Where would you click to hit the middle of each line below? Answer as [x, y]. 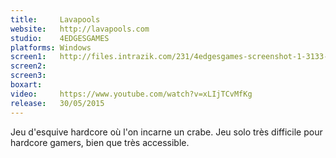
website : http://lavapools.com [80, 29]
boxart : [26, 85]
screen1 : [28, 57]
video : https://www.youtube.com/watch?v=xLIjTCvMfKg [131, 94]
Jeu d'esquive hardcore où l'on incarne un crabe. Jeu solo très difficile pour [166, 132]
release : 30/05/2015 [57, 103]
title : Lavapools [55, 19]
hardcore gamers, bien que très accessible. [100, 142]
